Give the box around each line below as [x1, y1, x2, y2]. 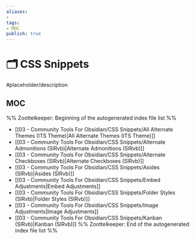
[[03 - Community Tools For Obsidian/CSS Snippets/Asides [14, 163, 160, 171]
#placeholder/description [6, 81, 68, 89]
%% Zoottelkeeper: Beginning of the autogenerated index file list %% [6, 114, 177, 121]
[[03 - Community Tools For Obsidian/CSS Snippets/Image [14, 202, 159, 209]
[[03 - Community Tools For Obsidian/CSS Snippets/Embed [14, 176, 161, 183]
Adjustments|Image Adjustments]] [14, 207, 99, 215]
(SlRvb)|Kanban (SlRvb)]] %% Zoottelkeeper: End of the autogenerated [14, 221, 190, 228]
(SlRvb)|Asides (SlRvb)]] [14, 170, 75, 177]
